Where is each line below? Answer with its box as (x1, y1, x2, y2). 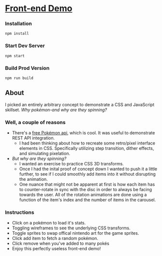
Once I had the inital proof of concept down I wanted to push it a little (19, 166, 158, 172)
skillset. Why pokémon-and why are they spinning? (5, 107, 107, 112)
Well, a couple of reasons (5, 119, 66, 126)
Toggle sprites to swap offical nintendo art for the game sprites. (12, 230, 139, 236)
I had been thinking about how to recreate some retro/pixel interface (19, 140, 156, 146)
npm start (5, 53, 25, 58)
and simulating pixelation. (19, 151, 70, 157)
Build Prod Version (5, 64, 50, 71)
